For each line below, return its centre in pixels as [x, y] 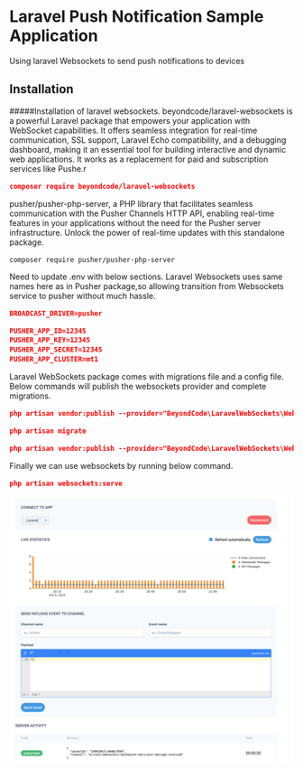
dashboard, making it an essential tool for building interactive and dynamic [148, 149]
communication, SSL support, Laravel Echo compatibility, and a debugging [148, 140]
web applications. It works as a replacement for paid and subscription [139, 159]
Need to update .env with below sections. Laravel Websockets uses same [146, 277]
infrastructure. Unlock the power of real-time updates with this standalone [147, 232]
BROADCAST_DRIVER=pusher [56, 314]
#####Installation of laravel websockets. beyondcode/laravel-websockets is [151, 111]
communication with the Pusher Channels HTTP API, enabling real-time [142, 213]
